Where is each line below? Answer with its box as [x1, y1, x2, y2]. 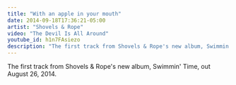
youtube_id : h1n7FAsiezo [7, 37, 81, 44]
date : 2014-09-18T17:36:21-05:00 [7, 17, 106, 24]
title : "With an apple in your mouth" [7, 10, 122, 18]
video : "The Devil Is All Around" [7, 30, 110, 37]
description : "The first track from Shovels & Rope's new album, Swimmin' [7, 43, 232, 50]
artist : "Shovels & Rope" [7, 23, 83, 30]
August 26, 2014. [7, 70, 57, 78]
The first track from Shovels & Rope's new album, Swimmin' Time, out [7, 63, 211, 70]
